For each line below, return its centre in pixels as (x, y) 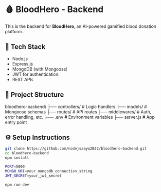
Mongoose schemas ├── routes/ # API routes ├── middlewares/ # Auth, (78, 112)
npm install (17, 158)
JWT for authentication (35, 74)
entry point (16, 122)
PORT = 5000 (15, 167)
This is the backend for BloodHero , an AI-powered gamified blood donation (81, 26)
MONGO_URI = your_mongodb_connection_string (49, 171)
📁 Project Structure (35, 95)
